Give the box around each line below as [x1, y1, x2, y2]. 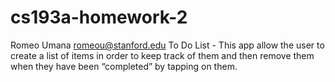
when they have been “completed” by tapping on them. [10, 60, 238, 72]
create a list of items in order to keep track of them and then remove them [10, 49, 315, 61]
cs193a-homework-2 [10, 6, 188, 29]
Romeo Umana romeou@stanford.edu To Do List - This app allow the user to [10, 39, 325, 51]
